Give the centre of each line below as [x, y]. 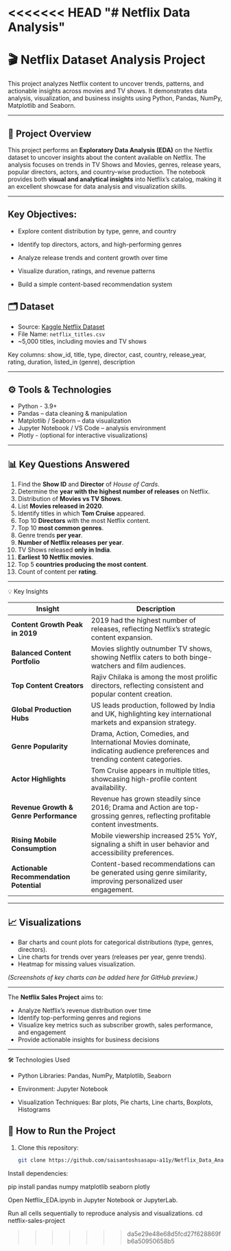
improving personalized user [137, 881]
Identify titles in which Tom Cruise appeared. [82, 513]
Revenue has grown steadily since [146, 799]
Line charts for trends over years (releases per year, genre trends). [112, 957]
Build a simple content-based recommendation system [95, 284]
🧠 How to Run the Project [62, 1131]
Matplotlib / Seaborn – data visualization [74, 421]
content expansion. [122, 638]
